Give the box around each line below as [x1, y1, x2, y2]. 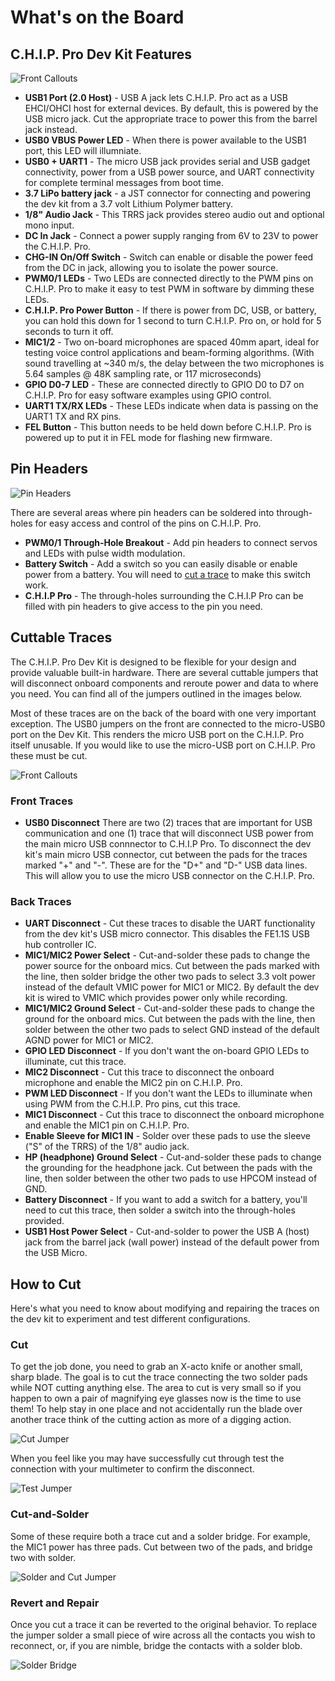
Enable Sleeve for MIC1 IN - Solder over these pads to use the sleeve [24, 1130, 311, 1142]
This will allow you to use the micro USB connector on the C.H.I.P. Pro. [24, 869, 315, 881]
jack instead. [24, 124, 78, 135]
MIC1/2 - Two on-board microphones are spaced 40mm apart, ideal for [24, 336, 320, 348]
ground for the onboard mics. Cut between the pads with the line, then [24, 1013, 316, 1025]
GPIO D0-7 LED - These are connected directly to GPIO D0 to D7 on [24, 379, 305, 390]
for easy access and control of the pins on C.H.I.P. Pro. [34, 517, 262, 529]
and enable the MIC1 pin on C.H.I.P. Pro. [24, 1119, 190, 1131]
